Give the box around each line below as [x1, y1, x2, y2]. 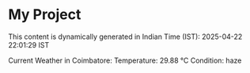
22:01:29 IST [8, 40, 50, 49]
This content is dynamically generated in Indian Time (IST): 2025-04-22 [8, 32, 243, 41]
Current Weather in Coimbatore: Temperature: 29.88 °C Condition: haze [8, 56, 242, 65]
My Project [8, 6, 81, 24]
